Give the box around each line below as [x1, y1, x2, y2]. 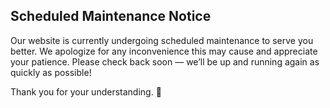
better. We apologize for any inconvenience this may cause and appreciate [10, 45, 318, 57]
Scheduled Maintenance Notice [10, 8, 212, 25]
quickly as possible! [10, 66, 92, 78]
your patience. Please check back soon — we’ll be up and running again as [10, 55, 320, 68]
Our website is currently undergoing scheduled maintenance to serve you [10, 34, 314, 46]
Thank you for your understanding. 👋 [10, 85, 162, 98]
